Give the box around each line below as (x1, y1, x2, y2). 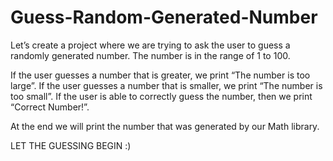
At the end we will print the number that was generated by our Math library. (10, 120, 320, 132)
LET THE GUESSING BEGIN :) (10, 139, 132, 151)
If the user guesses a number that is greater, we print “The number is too (10, 69, 311, 81)
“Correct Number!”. (10, 101, 90, 113)
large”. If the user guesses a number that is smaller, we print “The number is (10, 79, 323, 91)
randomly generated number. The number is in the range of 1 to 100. (10, 49, 291, 61)
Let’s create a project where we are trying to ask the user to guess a (10, 39, 291, 51)
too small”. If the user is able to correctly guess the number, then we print (10, 90, 313, 102)
